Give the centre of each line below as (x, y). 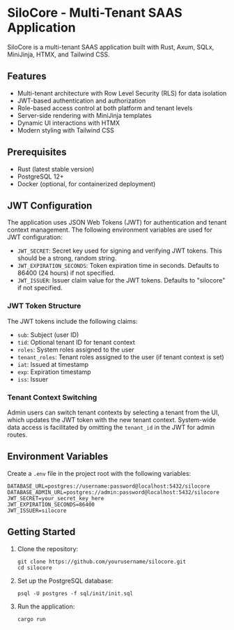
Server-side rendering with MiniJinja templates (84, 115)
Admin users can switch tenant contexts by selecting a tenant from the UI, (114, 412)
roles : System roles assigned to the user (76, 350)
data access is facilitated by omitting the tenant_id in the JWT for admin (111, 427)
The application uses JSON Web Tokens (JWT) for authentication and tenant (117, 223)
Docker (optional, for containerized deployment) (86, 183)
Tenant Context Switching (52, 397)
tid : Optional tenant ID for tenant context (76, 342)
